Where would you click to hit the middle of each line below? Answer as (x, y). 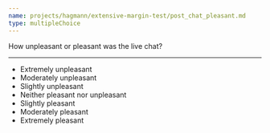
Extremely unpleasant (56, 69)
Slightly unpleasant (52, 86)
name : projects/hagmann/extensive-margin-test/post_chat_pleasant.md (127, 16)
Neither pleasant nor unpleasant (73, 95)
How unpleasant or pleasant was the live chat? (86, 46)
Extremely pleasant (52, 120)
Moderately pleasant (54, 111)
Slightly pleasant (47, 103)
